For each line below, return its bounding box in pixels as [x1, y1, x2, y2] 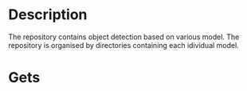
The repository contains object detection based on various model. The [8, 32, 240, 42]
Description [8, 6, 88, 24]
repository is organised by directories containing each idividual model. [8, 40, 239, 49]
